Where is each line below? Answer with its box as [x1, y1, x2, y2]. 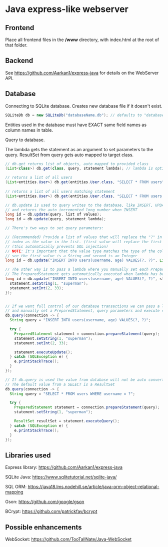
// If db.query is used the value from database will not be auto [5, 377, 146, 382]
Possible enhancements [5, 523, 82, 531]
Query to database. [5, 137, 45, 143]
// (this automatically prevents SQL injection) [5, 244, 108, 249]
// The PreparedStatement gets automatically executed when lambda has [5, 272, 157, 277]
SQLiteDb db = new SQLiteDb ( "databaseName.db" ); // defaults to [5, 113, 142, 118]
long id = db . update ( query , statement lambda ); [5, 217, 106, 222]
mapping [5, 489, 23, 495]
